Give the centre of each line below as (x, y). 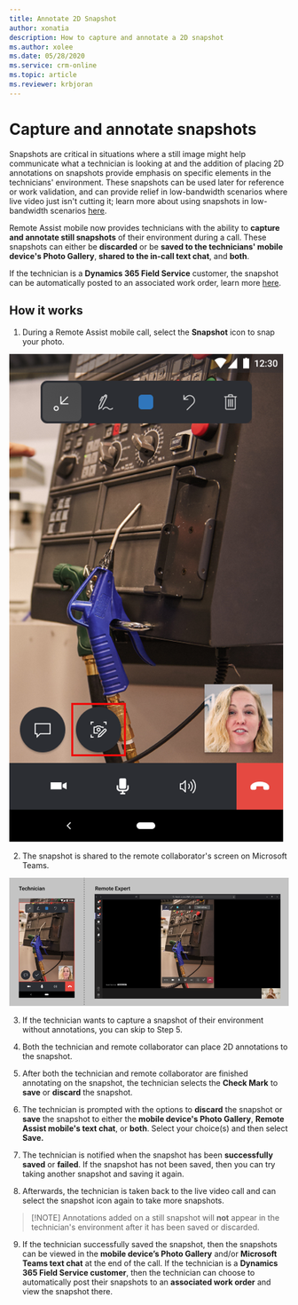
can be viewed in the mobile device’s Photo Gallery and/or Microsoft (149, 1254)
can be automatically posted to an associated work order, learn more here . (145, 282)
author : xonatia (39, 28)
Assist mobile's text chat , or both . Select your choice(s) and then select (155, 1128)
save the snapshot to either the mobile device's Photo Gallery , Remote (153, 1119)
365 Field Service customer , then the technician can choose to (138, 1272)
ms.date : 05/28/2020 (47, 56)
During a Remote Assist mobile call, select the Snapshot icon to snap (148, 332)
